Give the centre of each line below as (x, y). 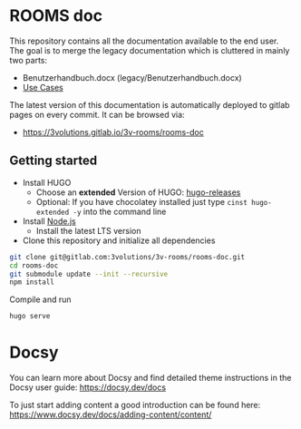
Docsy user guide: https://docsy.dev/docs (87, 387)
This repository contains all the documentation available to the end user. (144, 41)
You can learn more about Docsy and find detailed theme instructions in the (150, 378)
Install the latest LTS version (88, 230)
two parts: (29, 60)
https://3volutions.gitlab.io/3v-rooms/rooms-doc (113, 132)
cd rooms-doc (34, 265)
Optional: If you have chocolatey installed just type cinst (141, 201)
